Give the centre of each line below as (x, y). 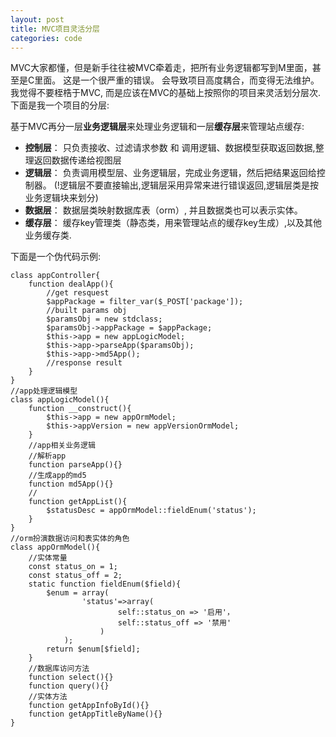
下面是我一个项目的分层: (60, 105)
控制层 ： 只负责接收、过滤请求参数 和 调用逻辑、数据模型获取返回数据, (170, 148)
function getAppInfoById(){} (89, 706)
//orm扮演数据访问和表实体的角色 (70, 539)
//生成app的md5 (57, 476)
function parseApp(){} (75, 465)
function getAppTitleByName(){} (95, 714)
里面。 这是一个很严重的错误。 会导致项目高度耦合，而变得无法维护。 (177, 80)
